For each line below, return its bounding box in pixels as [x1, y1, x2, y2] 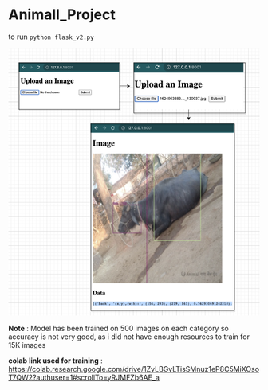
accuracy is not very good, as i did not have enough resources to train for [8, 332, 250, 341]
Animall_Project [8, 6, 116, 24]
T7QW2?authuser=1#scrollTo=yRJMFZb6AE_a [8, 372, 160, 382]
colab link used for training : [8, 356, 104, 365]
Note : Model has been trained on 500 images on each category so [8, 323, 229, 333]
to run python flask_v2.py [8, 32, 94, 41]
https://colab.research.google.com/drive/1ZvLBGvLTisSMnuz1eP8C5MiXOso [8, 364, 260, 373]
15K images [8, 340, 46, 349]
